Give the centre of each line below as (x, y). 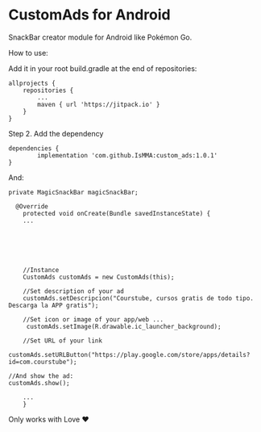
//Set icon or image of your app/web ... (93, 319)
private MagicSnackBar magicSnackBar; (73, 192)
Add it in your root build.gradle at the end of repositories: (103, 68)
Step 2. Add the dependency (56, 133)
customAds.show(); (39, 383)
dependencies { (34, 148)
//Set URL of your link (63, 341)
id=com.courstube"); (43, 362)
